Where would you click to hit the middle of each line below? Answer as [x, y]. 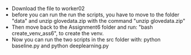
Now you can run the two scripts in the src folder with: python [86, 39]
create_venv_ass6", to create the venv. [58, 33]
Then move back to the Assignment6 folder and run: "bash [82, 27]
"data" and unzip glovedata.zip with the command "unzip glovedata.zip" [98, 21]
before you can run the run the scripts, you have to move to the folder [95, 15]
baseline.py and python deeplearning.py [60, 46]
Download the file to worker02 [48, 8]
